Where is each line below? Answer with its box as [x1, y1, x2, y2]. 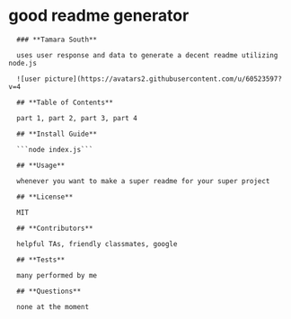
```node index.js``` [16, 145, 93, 154]
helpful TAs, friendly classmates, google [16, 239, 178, 248]
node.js [8, 58, 38, 67]
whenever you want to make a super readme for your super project [16, 176, 270, 185]
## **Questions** [16, 287, 82, 296]
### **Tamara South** [16, 35, 98, 44]
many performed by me [16, 270, 98, 279]
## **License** [16, 192, 74, 201]
